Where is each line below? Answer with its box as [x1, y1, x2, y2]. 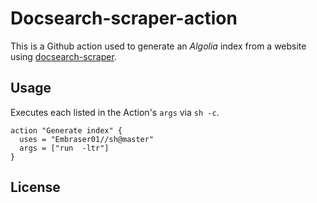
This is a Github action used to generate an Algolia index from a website [10, 40, 307, 52]
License [10, 179, 61, 196]
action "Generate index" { [10, 125, 123, 136]
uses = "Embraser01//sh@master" [19, 134, 155, 144]
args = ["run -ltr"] [19, 143, 110, 153]
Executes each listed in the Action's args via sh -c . [10, 106, 220, 118]
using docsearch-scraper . [10, 50, 117, 62]
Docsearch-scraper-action [10, 7, 238, 30]
